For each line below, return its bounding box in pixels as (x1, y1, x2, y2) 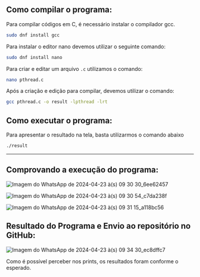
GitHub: (6, 231, 36, 241)
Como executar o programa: (6, 116, 112, 126)
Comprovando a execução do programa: (6, 165, 159, 175)
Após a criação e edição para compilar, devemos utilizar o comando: (6, 88, 174, 95)
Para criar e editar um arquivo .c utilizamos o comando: (6, 65, 143, 72)
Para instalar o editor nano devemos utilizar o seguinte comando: (6, 43, 165, 50)
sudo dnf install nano (6, 54, 62, 60)
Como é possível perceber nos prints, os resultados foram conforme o (6, 257, 179, 264)
